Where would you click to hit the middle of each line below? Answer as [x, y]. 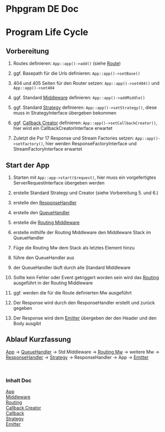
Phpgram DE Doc [42, 9]
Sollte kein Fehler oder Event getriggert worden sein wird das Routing [86, 277]
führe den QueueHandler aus [44, 258]
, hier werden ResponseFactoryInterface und [90, 144]
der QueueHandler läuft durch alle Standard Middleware [72, 267]
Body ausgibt [27, 323]
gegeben [23, 308]
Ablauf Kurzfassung [38, 340]
